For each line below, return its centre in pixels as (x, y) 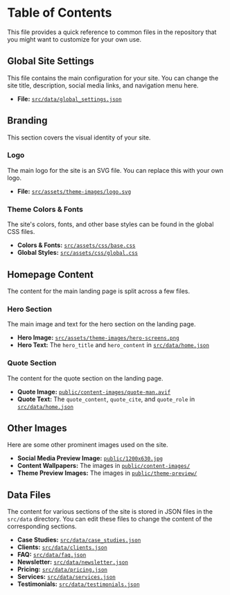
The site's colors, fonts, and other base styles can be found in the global (110, 224)
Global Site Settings (51, 61)
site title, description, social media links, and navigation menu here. (103, 85)
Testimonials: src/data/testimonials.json (78, 584)
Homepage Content (50, 275)
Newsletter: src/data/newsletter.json (72, 562)
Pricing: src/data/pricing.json (62, 569)
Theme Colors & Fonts (45, 209)
